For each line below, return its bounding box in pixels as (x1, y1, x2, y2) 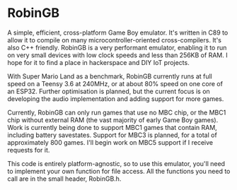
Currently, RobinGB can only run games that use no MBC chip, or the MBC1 (7, 108, 226, 117)
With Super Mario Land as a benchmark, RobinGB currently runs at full (7, 72, 212, 81)
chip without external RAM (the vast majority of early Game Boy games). (7, 115, 219, 124)
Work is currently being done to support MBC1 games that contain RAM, (7, 123, 217, 131)
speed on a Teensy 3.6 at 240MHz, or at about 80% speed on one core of (7, 79, 223, 88)
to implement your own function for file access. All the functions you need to (7, 167, 231, 175)
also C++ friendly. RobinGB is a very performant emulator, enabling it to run (7, 43, 227, 52)
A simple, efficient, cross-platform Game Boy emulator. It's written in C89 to (7, 28, 229, 37)
